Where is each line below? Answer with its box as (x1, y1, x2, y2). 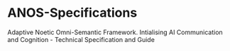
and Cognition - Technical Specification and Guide (7, 35, 155, 43)
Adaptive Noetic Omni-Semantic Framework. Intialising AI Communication (7, 28, 224, 36)
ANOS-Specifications (7, 5, 138, 21)
